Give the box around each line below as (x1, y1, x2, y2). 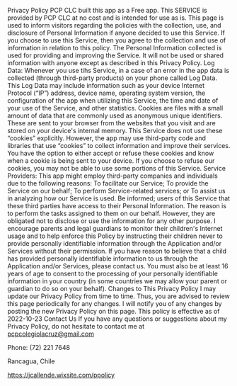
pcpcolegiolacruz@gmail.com (7, 329, 94, 338)
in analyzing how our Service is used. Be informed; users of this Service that (7, 194, 231, 203)
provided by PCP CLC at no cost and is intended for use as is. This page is (7, 13, 224, 22)
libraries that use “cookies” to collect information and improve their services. (7, 142, 231, 149)
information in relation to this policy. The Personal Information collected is (7, 44, 222, 52)
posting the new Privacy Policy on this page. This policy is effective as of (7, 307, 220, 315)
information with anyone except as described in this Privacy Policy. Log (7, 59, 215, 67)
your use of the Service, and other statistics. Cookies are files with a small (7, 104, 224, 112)
